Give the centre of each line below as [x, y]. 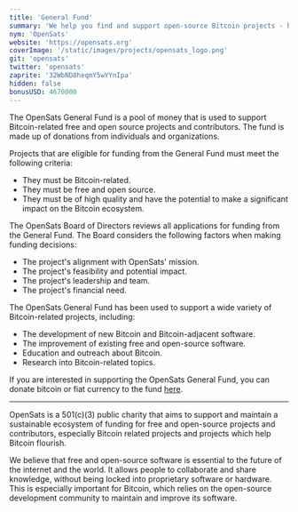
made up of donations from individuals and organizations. [114, 136]
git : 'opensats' [39, 59]
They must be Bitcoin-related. [76, 180]
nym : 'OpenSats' [39, 34]
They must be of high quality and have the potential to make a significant [155, 199]
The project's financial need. [74, 290]
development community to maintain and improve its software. [123, 498]
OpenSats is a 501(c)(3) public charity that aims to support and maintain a [144, 414]
